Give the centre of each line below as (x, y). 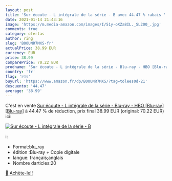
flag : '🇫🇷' (18, 77)
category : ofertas (25, 34)
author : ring (19, 39)
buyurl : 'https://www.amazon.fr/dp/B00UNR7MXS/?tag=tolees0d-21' (76, 81)
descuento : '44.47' (26, 86)
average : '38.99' (24, 91)
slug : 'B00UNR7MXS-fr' (29, 43)
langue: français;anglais (38, 157)
